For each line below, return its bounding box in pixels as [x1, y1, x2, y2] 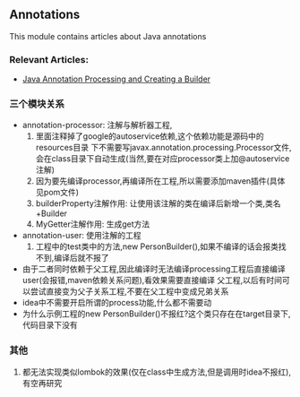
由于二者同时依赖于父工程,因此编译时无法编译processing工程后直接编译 [21, 263, 287, 274]
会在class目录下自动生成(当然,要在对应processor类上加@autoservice [35, 153, 290, 164]
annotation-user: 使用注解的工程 [21, 230, 141, 241]
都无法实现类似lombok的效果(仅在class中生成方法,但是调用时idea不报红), [21, 367, 291, 377]
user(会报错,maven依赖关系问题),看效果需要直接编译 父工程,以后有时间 [21, 275, 283, 286]
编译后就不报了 [53, 253, 109, 263]
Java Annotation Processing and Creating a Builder [21, 73, 211, 84]
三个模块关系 [9, 98, 65, 110]
